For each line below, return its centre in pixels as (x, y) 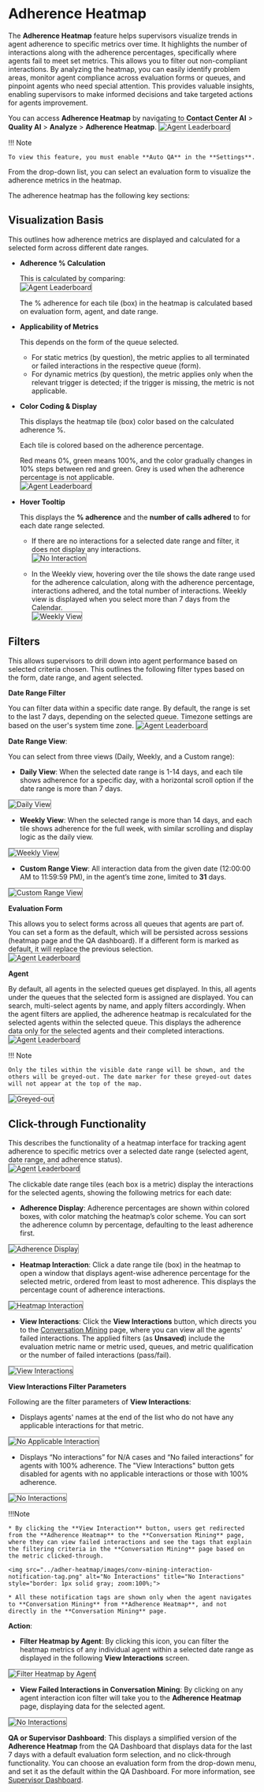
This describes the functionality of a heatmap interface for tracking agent (127, 1143)
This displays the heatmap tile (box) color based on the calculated (127, 421)
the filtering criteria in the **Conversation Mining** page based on (126, 1549)
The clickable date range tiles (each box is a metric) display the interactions (131, 1184)
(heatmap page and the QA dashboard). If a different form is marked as (123, 940)
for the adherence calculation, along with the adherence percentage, (143, 582)
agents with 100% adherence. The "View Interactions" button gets (127, 1466)
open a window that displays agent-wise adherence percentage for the (135, 1273)
